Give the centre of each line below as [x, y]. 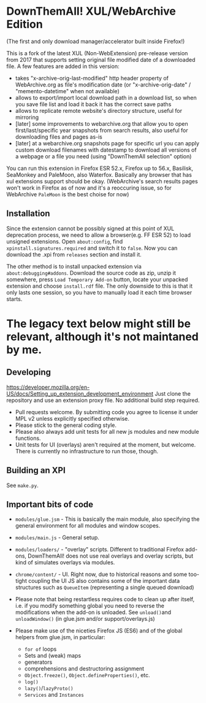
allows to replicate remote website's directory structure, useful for [99, 110]
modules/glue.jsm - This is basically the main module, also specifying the [107, 519]
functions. [28, 438]
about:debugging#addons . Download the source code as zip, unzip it [91, 273]
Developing [29, 372]
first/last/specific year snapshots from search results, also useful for [101, 130]
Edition [25, 24]
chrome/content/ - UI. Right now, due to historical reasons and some [101, 574]
